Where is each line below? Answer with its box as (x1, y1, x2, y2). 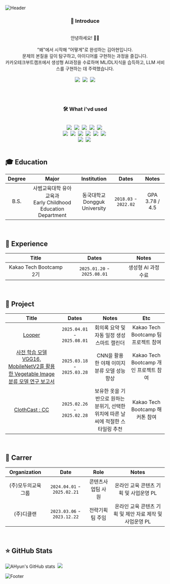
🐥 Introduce (70, 17, 100, 24)
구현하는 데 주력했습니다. (65, 66, 114, 72)
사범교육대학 (32, 185, 61, 192)
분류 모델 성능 (94, 368, 125, 375)
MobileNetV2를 (8, 363, 45, 370)
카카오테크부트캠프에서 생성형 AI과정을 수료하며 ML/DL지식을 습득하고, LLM (5, 59, 156, 65)
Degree (8, 175, 26, 182)
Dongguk (83, 198, 105, 205)
